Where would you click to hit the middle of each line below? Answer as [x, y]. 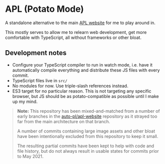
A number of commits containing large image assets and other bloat [86, 131]
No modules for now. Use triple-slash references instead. [70, 86]
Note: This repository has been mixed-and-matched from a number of [88, 111]
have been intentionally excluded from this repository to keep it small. [88, 136]
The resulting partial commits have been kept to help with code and [85, 146]
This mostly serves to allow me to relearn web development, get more [76, 32]
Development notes [36, 53]
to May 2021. [30, 156]
